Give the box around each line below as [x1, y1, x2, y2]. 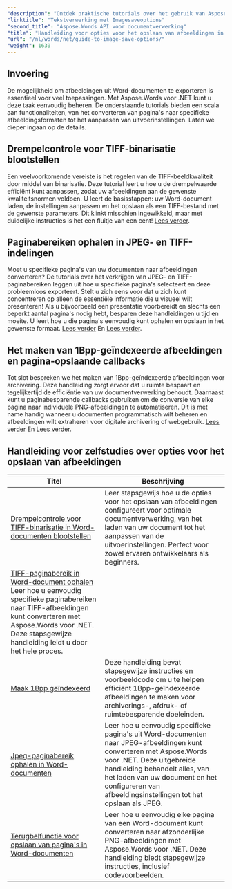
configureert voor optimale [104, 506, 192, 515]
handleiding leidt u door [10, 638, 88, 648]
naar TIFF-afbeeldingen [10, 603, 89, 613]
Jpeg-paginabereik [10, 751, 75, 761]
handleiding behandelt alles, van [104, 764, 209, 773]
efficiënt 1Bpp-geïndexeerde [104, 684, 200, 693]
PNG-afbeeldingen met [104, 836, 182, 845]
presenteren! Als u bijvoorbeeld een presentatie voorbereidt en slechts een [7, 302, 221, 311]
